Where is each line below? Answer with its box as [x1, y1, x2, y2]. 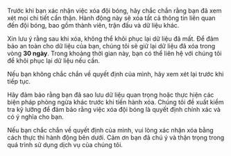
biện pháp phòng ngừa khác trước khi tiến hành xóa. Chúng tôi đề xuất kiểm [7, 98, 224, 106]
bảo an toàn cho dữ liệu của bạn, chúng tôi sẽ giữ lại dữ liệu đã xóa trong [7, 42, 216, 50]
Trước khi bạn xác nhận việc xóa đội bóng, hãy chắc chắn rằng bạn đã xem [7, 7, 222, 14]
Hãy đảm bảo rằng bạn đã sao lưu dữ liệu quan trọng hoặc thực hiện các [7, 90, 214, 99]
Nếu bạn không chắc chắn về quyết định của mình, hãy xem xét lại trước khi [7, 70, 224, 78]
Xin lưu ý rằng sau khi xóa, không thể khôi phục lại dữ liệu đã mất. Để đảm [7, 35, 219, 43]
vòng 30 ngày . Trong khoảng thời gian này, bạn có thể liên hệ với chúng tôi [7, 49, 222, 57]
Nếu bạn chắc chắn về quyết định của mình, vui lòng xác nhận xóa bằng [7, 126, 214, 134]
